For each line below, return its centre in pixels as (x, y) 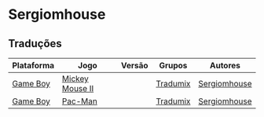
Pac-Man (80, 101)
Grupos (173, 66)
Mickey (75, 79)
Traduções (35, 44)
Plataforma (33, 66)
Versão (134, 66)
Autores (225, 66)
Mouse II (78, 88)
